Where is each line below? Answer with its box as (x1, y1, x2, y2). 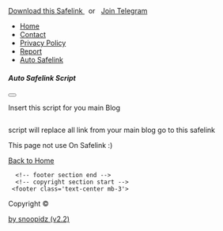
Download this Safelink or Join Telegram (8, 6, 148, 15)
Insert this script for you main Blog (8, 103, 121, 112)
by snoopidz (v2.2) (8, 214, 70, 223)
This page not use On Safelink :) (8, 140, 113, 150)
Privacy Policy (19, 38, 66, 47)
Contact (19, 30, 46, 39)
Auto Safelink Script (8, 73, 77, 82)
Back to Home (8, 156, 55, 165)
